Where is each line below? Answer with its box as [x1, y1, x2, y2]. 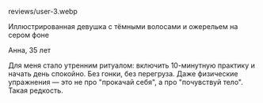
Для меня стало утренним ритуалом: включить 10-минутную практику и [8, 61, 255, 70]
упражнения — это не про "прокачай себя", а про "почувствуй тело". [8, 78, 243, 86]
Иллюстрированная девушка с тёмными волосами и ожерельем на [8, 22, 238, 31]
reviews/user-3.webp [8, 7, 78, 16]
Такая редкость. [8, 86, 63, 95]
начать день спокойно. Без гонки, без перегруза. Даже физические [8, 69, 238, 78]
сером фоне [8, 31, 50, 39]
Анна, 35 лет [8, 46, 51, 54]
